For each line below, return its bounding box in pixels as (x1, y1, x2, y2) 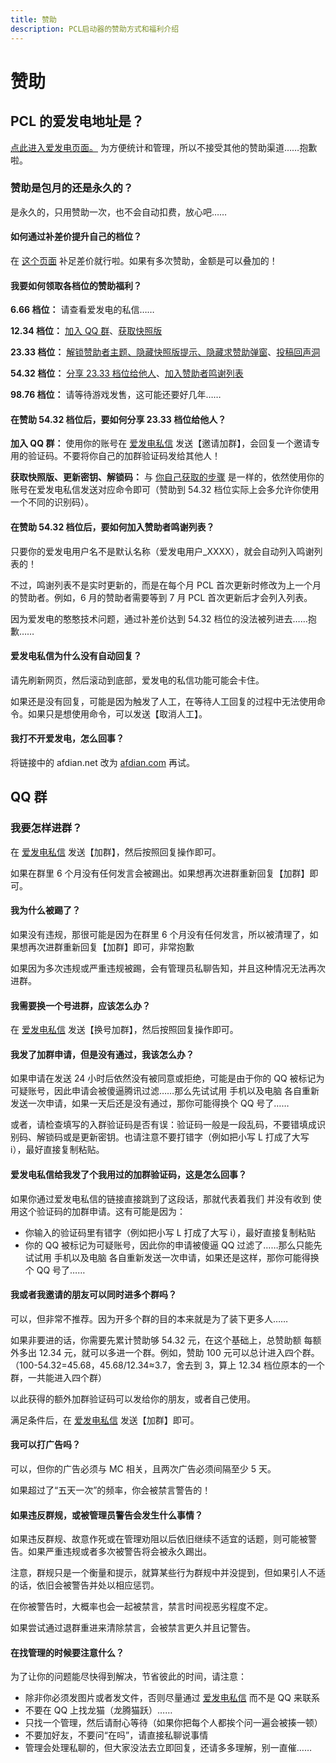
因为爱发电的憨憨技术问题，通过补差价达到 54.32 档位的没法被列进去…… (10, 612, 308, 625)
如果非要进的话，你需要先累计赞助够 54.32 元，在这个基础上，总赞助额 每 (10, 1334, 313, 1346)
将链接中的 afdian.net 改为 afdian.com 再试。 (10, 757, 195, 769)
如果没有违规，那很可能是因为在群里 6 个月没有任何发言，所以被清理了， (10, 928, 310, 940)
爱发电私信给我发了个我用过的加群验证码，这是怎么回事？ (10, 1168, 247, 1180)
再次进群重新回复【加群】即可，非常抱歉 (27, 941, 195, 953)
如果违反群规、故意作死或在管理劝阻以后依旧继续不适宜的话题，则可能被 (10, 1533, 308, 1545)
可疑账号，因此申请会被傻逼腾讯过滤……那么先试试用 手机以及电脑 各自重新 (10, 1085, 320, 1097)
